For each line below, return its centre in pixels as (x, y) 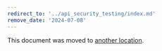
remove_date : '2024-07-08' (47, 20)
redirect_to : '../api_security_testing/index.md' (82, 14)
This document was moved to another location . (76, 40)
